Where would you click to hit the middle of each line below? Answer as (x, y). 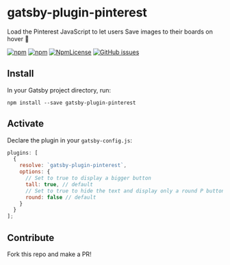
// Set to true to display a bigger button (88, 178)
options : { (35, 172)
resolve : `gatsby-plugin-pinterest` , (73, 166)
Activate (26, 124)
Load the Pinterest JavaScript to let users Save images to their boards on (110, 31)
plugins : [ (23, 153)
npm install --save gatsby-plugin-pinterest (72, 103)
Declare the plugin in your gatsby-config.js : (69, 140)
